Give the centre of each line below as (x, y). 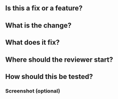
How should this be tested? (49, 77)
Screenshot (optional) (33, 91)
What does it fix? (32, 42)
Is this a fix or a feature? (44, 8)
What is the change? (38, 25)
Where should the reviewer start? (59, 60)
